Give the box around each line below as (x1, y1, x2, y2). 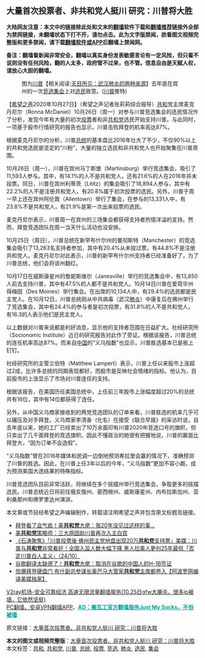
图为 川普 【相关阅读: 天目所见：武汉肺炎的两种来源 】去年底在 (21, 79, 173, 87)
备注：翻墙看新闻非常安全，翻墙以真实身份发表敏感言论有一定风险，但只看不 (6, 51, 199, 59)
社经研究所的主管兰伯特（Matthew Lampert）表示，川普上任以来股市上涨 (6, 360, 190, 367)
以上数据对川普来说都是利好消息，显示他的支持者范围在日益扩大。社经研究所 (6, 323, 199, 331)
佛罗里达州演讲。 (32, 495, 76, 503)
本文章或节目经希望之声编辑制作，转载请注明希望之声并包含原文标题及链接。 (6, 508, 199, 516)
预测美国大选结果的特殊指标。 (11, 467, 87, 475)
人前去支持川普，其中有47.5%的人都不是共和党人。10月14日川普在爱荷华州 (6, 280, 194, 287)
